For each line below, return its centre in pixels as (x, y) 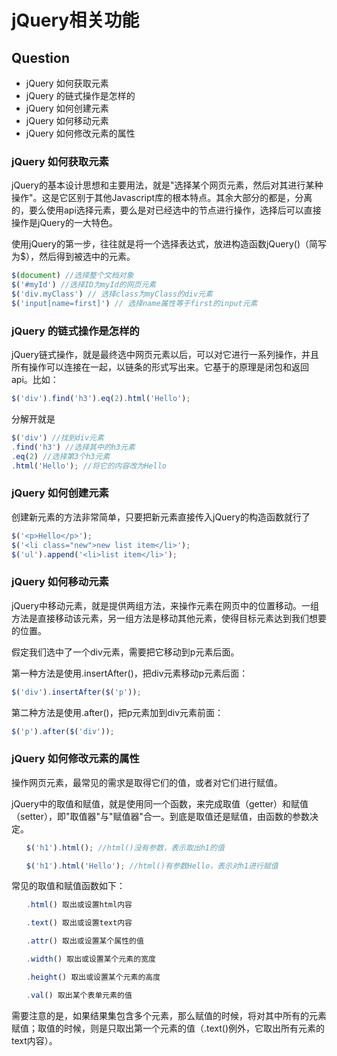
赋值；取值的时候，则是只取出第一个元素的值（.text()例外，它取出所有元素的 (168, 1028)
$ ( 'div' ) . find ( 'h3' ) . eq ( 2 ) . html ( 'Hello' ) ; (101, 399)
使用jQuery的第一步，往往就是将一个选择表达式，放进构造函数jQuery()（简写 (169, 244)
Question (40, 57)
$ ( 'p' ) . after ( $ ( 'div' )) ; (63, 731)
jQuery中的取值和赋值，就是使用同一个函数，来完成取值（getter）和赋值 (160, 803)
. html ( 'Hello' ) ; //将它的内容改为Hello (89, 466)
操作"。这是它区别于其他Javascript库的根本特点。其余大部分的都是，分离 (162, 198)
